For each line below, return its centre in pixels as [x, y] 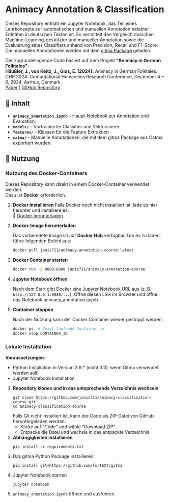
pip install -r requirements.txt [48, 447]
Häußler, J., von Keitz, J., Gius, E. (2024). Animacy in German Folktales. [81, 71]
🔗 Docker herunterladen [38, 216]
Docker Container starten [40, 260]
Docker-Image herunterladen [44, 226]
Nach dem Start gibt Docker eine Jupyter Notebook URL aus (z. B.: [82, 289]
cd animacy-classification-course [49, 407]
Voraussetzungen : [25, 358]
